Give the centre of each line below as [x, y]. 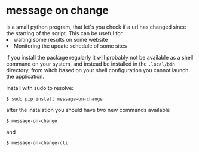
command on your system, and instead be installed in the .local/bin [91, 64]
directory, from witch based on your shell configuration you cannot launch [97, 70]
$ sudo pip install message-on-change [54, 99]
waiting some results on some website [61, 39]
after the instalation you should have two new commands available [88, 110]
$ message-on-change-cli [37, 143]
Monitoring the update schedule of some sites [71, 46]
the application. [25, 76]
